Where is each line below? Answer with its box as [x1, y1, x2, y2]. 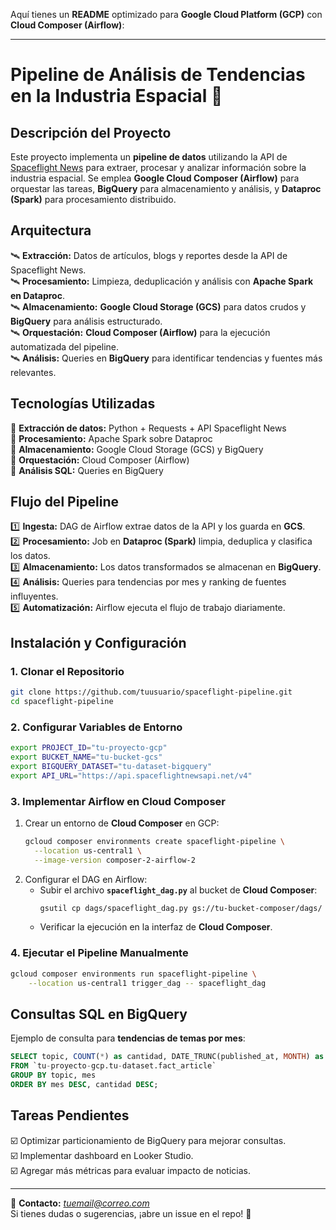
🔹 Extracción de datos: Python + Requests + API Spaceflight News [10, 422, 287, 434]
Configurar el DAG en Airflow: [24, 873, 148, 885]
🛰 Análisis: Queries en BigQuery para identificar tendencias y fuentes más [10, 352, 323, 364]
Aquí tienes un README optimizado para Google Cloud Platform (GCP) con [10, 9, 323, 20]
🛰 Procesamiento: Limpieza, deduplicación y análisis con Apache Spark [10, 275, 314, 287]
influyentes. [10, 590, 59, 603]
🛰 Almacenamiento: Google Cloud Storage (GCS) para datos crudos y [10, 300, 307, 313]
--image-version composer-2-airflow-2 [34, 855, 196, 865]
